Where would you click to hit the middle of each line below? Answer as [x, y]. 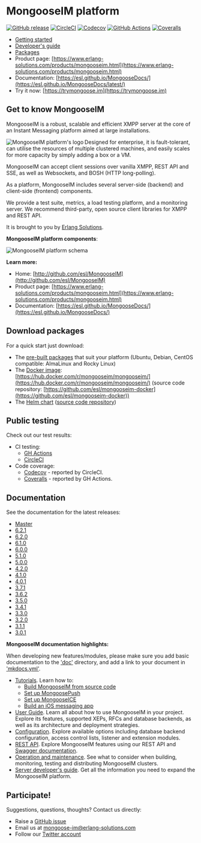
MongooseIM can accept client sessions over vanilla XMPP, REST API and [97, 166]
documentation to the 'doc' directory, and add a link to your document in [96, 662]
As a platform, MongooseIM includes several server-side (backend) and [95, 184]
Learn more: [22, 262]
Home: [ [25, 273]
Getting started [34, 39]
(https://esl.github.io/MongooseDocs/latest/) [70, 84]
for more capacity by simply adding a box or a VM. [69, 155]
